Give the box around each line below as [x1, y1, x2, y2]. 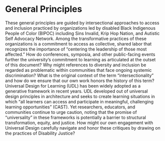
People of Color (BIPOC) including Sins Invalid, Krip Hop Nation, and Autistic [5, 30, 160, 36]
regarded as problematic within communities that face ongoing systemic [5, 67, 152, 73]
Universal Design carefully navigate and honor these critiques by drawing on [5, 125, 161, 131]
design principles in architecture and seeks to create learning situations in [5, 93, 155, 99]
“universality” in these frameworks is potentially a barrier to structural [5, 114, 146, 120]
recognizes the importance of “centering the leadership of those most [5, 46, 147, 52]
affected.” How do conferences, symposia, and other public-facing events [5, 51, 156, 57]
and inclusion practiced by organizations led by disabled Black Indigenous [5, 25, 156, 31]
